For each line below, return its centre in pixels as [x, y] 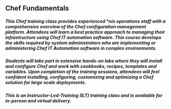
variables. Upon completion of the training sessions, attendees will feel [82, 72]
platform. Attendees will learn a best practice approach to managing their [85, 32]
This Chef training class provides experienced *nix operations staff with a [85, 21]
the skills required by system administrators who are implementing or [81, 43]
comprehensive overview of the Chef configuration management [76, 26]
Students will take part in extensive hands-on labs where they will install [84, 61]
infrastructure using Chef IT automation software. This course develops [83, 37]
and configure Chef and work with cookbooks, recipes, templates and [81, 66]
